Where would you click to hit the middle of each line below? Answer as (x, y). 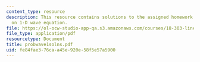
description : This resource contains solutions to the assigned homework (100, 17)
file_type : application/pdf (41, 34)
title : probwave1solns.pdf (40, 45)
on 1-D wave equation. (40, 22)
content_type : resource (36, 12)
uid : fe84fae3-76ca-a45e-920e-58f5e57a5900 (61, 50)
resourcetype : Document (36, 39)
